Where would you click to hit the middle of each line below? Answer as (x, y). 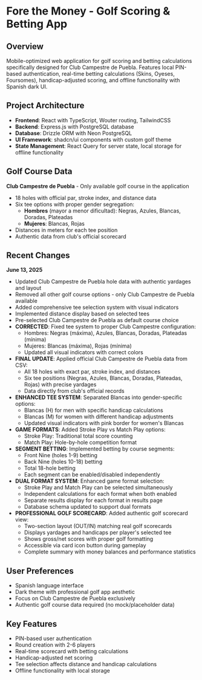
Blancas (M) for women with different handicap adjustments (99, 417)
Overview (25, 46)
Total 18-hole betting (50, 468)
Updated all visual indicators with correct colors (83, 352)
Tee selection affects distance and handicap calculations (86, 664)
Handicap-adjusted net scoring (54, 658)
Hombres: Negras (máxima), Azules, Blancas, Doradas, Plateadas (106, 333)
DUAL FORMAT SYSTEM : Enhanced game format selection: (90, 481)
